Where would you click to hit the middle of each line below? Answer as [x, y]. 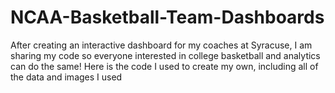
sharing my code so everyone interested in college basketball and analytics [165, 55]
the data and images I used [66, 77]
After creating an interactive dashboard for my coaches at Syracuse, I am [161, 45]
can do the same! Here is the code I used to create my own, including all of [164, 66]
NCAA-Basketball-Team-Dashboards [167, 17]
